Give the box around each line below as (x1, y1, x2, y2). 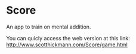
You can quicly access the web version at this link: (6, 34, 130, 42)
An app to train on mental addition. (6, 23, 91, 30)
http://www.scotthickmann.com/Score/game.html (6, 41, 128, 48)
